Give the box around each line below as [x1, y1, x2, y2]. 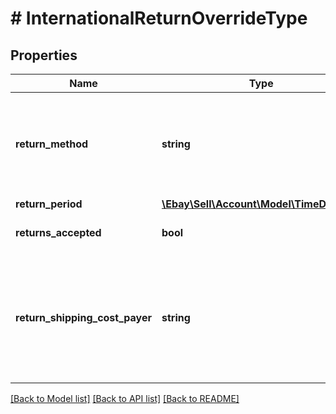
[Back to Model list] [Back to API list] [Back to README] [10, 393, 240, 404]
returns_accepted [15, 226, 102, 239]
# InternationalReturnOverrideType [10, 7, 308, 30]
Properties [10, 47, 78, 64]
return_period [15, 197, 83, 211]
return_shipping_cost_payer [15, 311, 152, 324]
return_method [15, 137, 89, 151]
